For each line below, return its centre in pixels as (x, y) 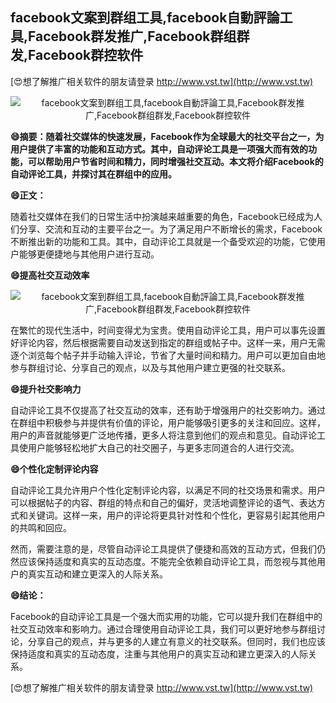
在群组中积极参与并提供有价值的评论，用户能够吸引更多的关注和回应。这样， (168, 422)
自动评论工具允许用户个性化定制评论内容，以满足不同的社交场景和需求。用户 (168, 490)
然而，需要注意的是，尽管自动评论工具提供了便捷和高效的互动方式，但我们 (163, 549)
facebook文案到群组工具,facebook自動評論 (145, 18)
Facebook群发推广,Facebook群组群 (139, 36)
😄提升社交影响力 (46, 389)
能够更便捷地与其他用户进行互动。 (89, 254)
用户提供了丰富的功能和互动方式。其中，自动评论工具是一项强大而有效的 (159, 149)
